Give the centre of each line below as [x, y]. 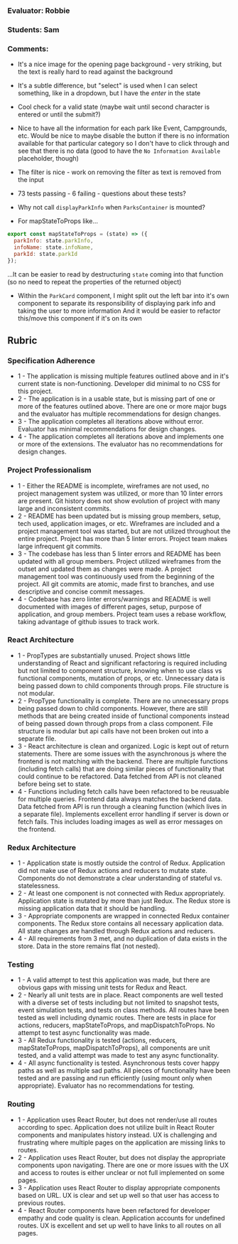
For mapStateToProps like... [58, 221]
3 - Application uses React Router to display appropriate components [119, 1187]
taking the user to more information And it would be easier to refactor [119, 311]
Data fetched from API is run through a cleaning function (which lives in [122, 806]
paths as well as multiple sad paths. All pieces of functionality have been [124, 1071]
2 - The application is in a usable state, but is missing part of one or [116, 399]
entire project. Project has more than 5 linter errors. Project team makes [123, 538]
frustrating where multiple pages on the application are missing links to [121, 1142]
